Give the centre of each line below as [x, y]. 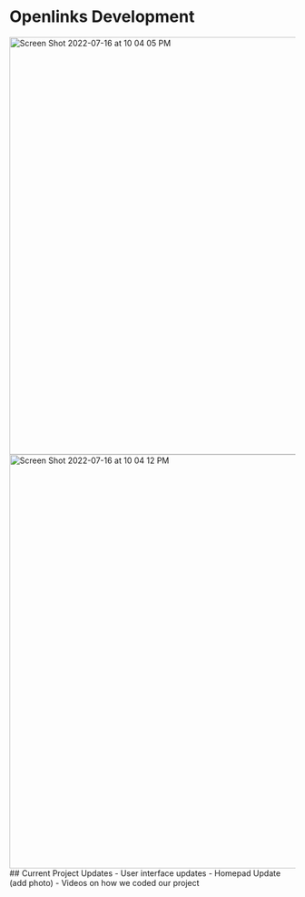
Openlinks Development [102, 17]
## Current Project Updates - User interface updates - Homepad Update [145, 873]
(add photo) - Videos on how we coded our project [104, 882]
